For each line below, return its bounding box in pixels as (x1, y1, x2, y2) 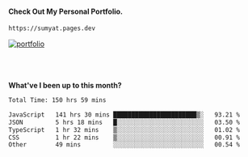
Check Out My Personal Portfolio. (8, 6, 124, 16)
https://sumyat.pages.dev (8, 24, 95, 32)
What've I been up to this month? (8, 81, 123, 91)
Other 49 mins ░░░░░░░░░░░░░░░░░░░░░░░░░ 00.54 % (8, 141, 241, 149)
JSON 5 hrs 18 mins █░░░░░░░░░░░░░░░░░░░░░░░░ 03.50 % (8, 118, 241, 126)
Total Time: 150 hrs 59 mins (8, 96, 107, 104)
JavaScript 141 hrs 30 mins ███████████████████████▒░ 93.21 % (8, 110, 241, 119)
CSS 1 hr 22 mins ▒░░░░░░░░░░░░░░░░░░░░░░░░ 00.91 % (8, 134, 241, 142)
